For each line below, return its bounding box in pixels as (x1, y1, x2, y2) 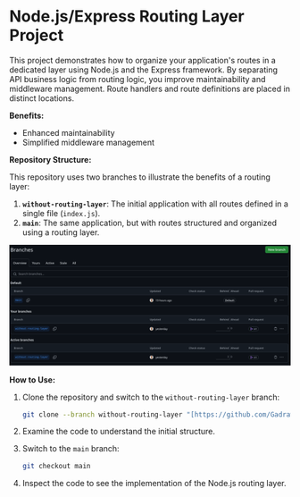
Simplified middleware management (21, 137, 154, 147)
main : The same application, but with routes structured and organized (21, 217, 278, 228)
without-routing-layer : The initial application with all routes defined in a (21, 198, 288, 209)
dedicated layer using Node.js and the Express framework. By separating (9, 64, 279, 75)
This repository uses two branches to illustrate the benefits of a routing (9, 172, 271, 182)
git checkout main (21, 462, 91, 471)
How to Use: (9, 374, 56, 385)
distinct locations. (9, 92, 74, 104)
